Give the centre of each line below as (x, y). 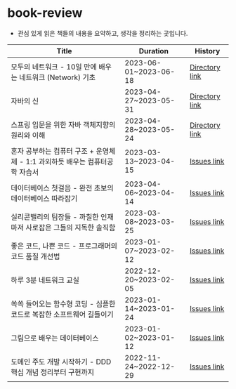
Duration (153, 51)
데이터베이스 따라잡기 (44, 198)
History (208, 51)
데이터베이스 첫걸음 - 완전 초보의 (62, 187)
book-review (45, 13)
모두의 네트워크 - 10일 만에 (54, 67)
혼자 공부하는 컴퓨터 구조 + (53, 151)
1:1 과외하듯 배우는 (56, 161)
